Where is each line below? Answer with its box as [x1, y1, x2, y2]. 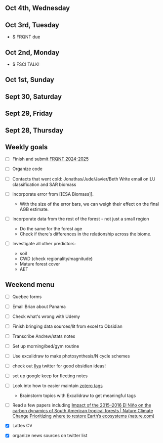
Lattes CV [12, 423, 33, 429]
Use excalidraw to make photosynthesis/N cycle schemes [12, 353, 130, 359]
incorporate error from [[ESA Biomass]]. [12, 191, 94, 197]
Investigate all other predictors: [12, 240, 76, 246]
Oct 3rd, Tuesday [5, 21, 59, 29]
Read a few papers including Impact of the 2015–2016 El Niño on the [12, 402, 152, 408]
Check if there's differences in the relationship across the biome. [19, 231, 152, 237]
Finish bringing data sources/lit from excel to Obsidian [12, 323, 122, 329]
